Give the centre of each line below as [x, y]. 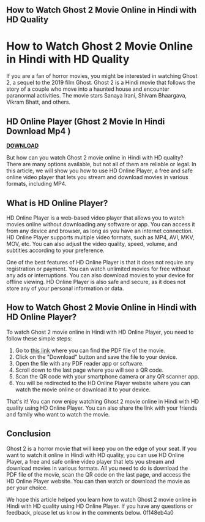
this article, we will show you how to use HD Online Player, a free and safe [99, 171]
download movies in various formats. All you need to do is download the [97, 468]
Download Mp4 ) [39, 131]
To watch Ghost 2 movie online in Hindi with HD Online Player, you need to [100, 332]
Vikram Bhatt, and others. [39, 102]
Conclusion [29, 434]
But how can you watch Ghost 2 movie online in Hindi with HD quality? [95, 158]
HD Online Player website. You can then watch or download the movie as [98, 481]
